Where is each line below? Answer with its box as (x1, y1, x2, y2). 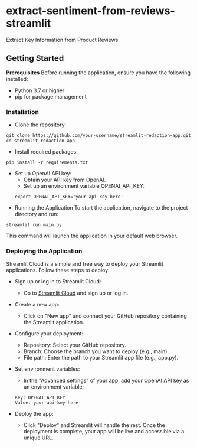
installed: (6, 75, 28, 82)
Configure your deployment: (14, 330, 84, 337)
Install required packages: (14, 148, 78, 155)
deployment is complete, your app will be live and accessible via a (23, 428, 185, 435)
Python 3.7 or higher (14, 87, 65, 94)
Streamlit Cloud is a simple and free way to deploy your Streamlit (6, 260, 164, 267)
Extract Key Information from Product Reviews (6, 36, 119, 43)
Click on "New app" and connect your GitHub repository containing (23, 312, 187, 319)
